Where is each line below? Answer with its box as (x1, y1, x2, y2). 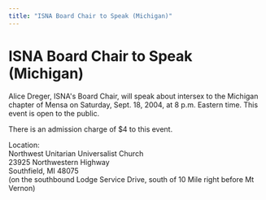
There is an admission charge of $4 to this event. (8, 124, 173, 134)
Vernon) (8, 183, 36, 193)
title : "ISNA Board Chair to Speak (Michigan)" (8, 11, 173, 20)
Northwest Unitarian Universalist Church (8, 148, 144, 159)
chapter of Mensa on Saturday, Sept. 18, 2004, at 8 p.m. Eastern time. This (8, 99, 259, 110)
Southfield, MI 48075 (8, 166, 79, 176)
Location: (8, 140, 40, 150)
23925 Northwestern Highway (8, 157, 110, 167)
